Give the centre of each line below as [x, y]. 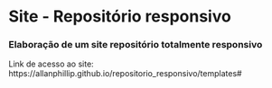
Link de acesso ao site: [51, 64]
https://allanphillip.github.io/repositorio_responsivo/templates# [125, 74]
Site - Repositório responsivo [120, 17]
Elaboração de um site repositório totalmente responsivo [136, 45]
